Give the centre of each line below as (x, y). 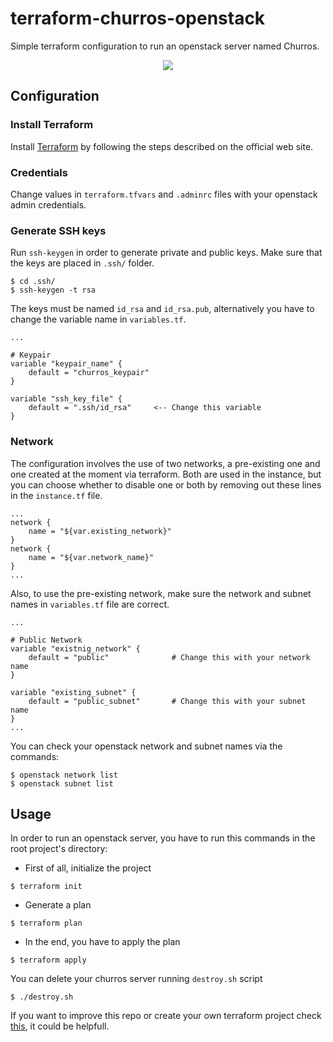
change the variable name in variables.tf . (98, 319)
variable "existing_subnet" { (73, 692)
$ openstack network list (64, 775)
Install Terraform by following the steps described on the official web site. (162, 146)
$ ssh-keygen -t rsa (53, 290)
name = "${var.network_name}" (91, 557)
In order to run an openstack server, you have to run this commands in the (163, 838)
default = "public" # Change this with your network (169, 657)
